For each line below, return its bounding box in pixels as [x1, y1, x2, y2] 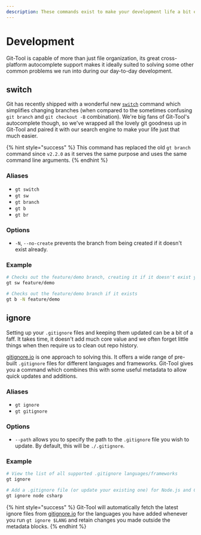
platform [6, 61, 27, 68]
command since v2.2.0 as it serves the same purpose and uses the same [6, 151, 187, 158]
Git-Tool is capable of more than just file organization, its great [6, 55, 160, 62]
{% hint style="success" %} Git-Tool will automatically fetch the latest [6, 503, 178, 510]
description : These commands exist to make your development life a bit [6, 8, 191, 15]
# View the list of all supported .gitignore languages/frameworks [6, 471, 178, 477]
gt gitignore [14, 408, 48, 414]
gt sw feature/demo [6, 280, 55, 286]
